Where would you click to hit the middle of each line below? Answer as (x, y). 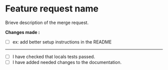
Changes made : (22, 32)
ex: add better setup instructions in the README (62, 42)
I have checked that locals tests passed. (54, 56)
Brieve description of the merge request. (47, 22)
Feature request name (52, 9)
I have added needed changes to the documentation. (67, 62)
